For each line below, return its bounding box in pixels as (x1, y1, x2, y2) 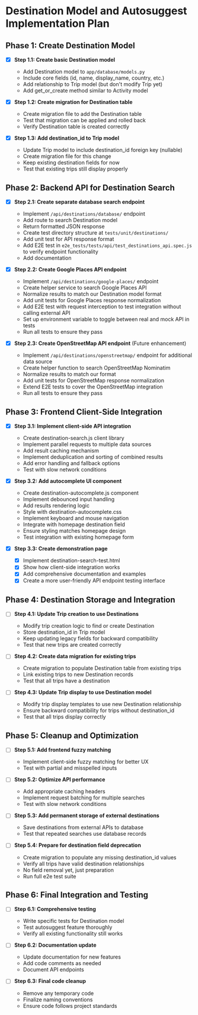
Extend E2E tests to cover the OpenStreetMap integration (23, 383, 164, 390)
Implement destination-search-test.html (23, 557, 120, 564)
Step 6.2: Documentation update (14, 941, 97, 948)
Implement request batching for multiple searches (23, 794, 145, 801)
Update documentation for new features (23, 953, 121, 960)
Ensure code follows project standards (23, 1002, 117, 1009)
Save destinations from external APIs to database (23, 824, 143, 831)
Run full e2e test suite (23, 872, 76, 880)
